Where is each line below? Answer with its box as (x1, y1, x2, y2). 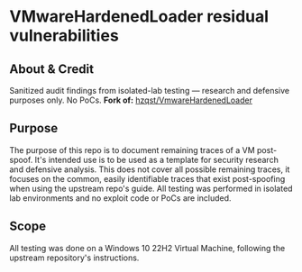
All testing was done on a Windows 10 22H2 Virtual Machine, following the (9, 242, 286, 253)
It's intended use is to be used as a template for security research (34, 154, 279, 165)
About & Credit (9, 61, 95, 77)
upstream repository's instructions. (9, 252, 140, 263)
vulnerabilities (9, 25, 119, 46)
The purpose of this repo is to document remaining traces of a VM (9, 144, 255, 155)
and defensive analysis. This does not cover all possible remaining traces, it (9, 164, 290, 175)
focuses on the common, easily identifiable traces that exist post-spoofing (9, 173, 286, 184)
